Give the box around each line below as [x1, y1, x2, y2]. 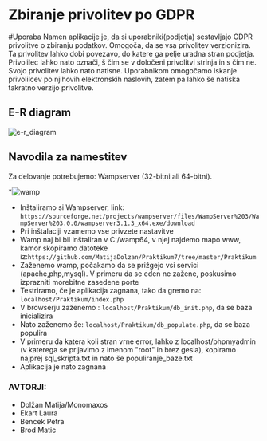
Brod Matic [19, 425, 57, 435]
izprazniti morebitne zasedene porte [19, 277, 139, 286]
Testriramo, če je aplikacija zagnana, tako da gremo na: [19, 285, 202, 295]
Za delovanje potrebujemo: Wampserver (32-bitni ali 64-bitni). [8, 171, 213, 181]
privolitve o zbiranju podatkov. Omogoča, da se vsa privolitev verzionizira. [8, 40, 251, 49]
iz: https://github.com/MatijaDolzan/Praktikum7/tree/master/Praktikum [19, 251, 257, 261]
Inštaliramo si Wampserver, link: [19, 202, 125, 212]
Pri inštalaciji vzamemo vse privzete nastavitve [19, 226, 174, 236]
